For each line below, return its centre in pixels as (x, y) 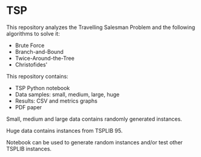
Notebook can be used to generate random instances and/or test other (94, 142)
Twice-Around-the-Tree (44, 58)
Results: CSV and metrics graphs (56, 101)
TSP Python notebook (42, 88)
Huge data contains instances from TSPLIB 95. (64, 130)
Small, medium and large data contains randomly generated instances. (94, 119)
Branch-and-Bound (39, 51)
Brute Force (30, 45)
